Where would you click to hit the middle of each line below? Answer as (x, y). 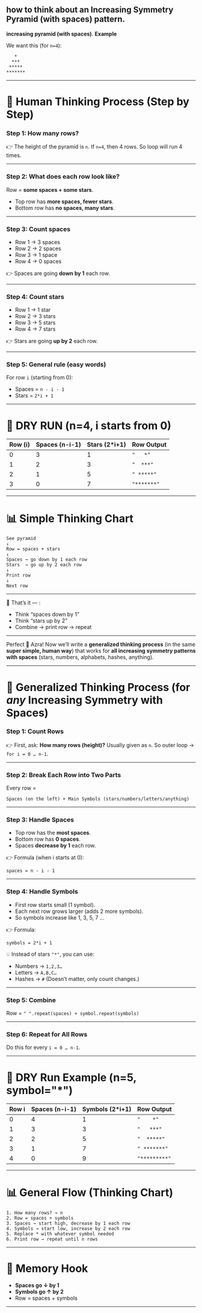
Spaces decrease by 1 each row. (55, 846)
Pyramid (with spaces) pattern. (66, 20)
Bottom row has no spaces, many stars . (65, 208)
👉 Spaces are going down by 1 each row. (58, 273)
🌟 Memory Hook (47, 1269)
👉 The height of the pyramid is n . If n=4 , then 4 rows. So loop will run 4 (94, 147)
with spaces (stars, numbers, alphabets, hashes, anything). (80, 657)
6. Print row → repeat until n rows (52, 1239)
